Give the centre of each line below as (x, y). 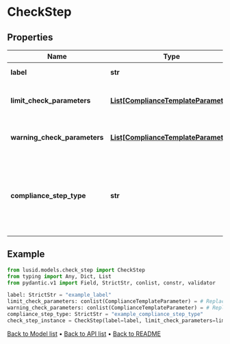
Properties (30, 37)
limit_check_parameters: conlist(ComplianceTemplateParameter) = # (105, 302)
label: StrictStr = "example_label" (59, 295)
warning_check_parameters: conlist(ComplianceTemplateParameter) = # (108, 308)
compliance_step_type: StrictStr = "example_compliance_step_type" (105, 315)
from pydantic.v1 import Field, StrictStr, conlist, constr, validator (111, 283)
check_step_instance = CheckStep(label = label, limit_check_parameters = (111, 320)
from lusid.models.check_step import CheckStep (76, 270)
